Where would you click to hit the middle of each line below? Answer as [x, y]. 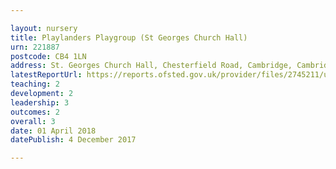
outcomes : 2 [35, 112]
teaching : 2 [35, 84]
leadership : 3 [40, 102]
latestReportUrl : [46, 75]
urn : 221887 [35, 47]
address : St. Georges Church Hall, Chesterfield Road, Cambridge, [151, 66]
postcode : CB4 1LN [48, 56]
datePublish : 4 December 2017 [73, 140]
